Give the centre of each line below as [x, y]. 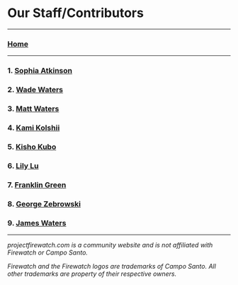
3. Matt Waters [33, 109]
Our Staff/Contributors [75, 13]
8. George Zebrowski [44, 203]
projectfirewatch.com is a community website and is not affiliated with [110, 245]
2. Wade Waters [35, 90]
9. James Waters [37, 223]
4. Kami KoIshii [34, 128]
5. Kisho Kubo [32, 147]
